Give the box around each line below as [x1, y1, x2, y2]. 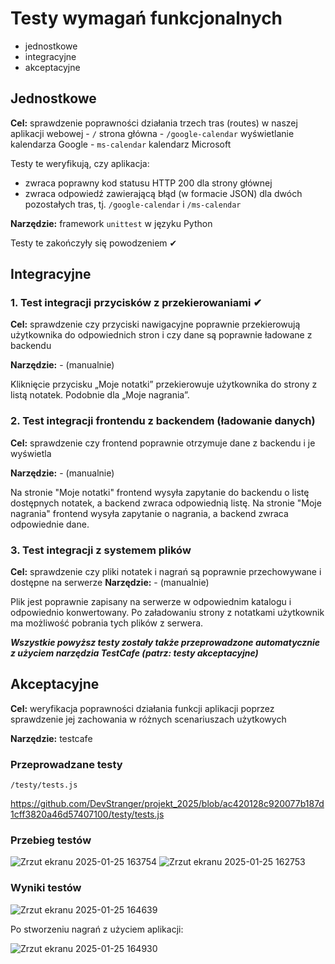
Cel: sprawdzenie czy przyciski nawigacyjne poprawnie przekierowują [10, 318, 301, 331]
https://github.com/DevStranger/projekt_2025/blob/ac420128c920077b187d [10, 798, 325, 810]
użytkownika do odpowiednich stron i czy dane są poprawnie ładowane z [10, 329, 313, 341]
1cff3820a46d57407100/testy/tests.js [10, 808, 165, 821]
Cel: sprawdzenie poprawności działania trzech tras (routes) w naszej [10, 117, 298, 129]
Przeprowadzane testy [10, 757, 123, 771]
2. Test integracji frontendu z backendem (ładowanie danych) [10, 414, 316, 428]
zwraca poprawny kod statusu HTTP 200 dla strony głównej [24, 177, 273, 189]
